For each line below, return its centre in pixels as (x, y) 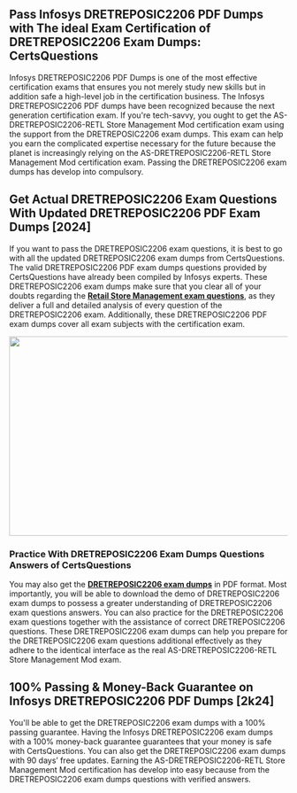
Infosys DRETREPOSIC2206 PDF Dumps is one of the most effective (133, 77)
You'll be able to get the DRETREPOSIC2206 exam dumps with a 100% (137, 722)
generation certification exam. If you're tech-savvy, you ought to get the (141, 115)
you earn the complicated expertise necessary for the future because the (143, 143)
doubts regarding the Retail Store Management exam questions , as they (142, 295)
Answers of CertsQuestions (70, 564)
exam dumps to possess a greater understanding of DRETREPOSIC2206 (141, 603)
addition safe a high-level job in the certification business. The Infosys (137, 96)
